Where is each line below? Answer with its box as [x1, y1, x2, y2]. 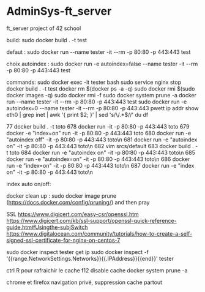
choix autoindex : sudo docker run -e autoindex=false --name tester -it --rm [6, 60, 198, 67]
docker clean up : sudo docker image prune [6, 192, 117, 200]
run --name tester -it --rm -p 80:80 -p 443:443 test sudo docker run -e [6, 98, 187, 105]
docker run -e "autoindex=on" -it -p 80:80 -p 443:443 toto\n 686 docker [6, 155, 190, 163]
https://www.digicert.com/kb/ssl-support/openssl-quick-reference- [6, 217, 177, 224]
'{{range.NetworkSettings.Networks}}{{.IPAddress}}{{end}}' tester [6, 255, 174, 262]
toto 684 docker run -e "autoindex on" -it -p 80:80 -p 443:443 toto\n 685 [9, 149, 196, 156]
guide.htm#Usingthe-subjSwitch [6, 223, 88, 231]
